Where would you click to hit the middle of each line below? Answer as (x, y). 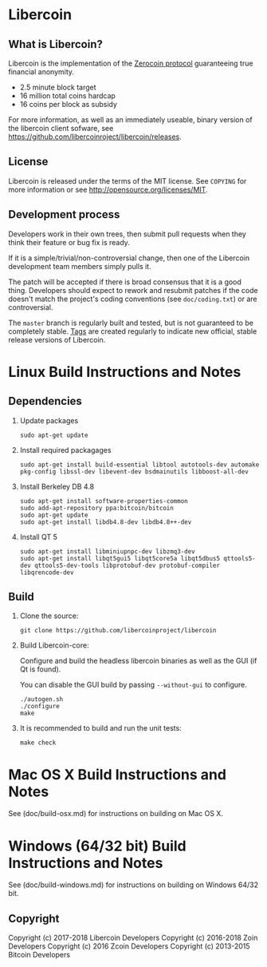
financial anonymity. (41, 72)
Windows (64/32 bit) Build (97, 846)
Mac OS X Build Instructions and (118, 774)
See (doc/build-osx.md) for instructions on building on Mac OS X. (116, 814)
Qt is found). (40, 669)
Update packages (49, 420)
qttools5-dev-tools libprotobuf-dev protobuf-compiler (128, 565)
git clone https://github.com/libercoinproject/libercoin (118, 631)
